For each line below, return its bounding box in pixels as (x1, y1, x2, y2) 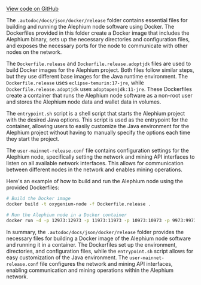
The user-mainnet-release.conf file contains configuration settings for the (6, 147, 190, 154)
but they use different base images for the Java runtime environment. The (6, 73, 188, 80)
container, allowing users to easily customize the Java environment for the (6, 123, 190, 129)
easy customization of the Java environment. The (6, 254, 129, 261)
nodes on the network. (6, 48, 62, 56)
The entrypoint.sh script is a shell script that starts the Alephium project (6, 110, 185, 117)
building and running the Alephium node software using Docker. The (6, 23, 175, 30)
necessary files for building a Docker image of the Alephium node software (6, 235, 191, 242)
